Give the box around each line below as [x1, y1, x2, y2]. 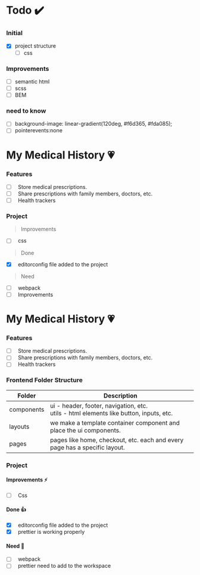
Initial [6, 29, 23, 38]
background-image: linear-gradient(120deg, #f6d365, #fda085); [14, 120, 173, 128]
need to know [6, 107, 46, 115]
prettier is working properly [17, 529, 85, 536]
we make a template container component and [49, 418, 180, 427]
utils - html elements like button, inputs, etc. [49, 409, 173, 417]
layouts [9, 422, 30, 431]
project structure [14, 42, 57, 49]
